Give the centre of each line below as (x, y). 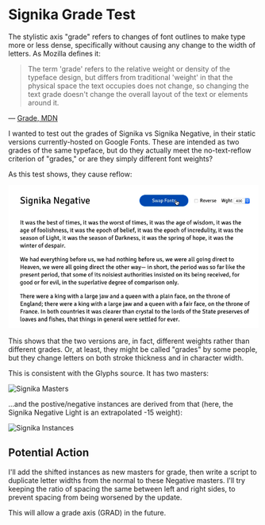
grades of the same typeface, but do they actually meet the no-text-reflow (130, 150)
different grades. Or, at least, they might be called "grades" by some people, (133, 349)
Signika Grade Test (72, 15)
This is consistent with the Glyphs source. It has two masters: (108, 373)
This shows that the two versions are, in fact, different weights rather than (129, 341)
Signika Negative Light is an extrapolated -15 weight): (95, 412)
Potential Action (49, 453)
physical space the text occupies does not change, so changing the (138, 86)
